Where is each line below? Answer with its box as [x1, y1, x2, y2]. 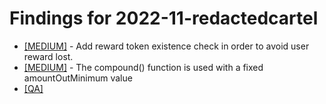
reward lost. [23, 50, 74, 62]
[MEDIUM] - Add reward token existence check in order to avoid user [23, 40, 310, 52]
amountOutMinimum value [23, 72, 133, 84]
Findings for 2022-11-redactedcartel [9, 7, 319, 30]
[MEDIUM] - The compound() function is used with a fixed [23, 61, 264, 73]
